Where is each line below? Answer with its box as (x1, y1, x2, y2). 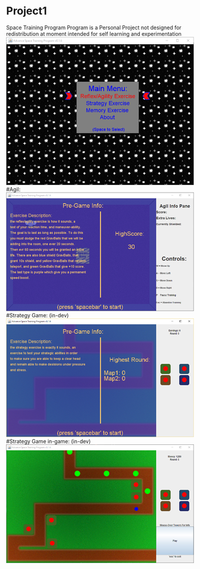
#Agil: (6, 186, 21, 193)
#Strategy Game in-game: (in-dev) (6, 437, 91, 445)
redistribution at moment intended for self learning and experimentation (6, 30, 182, 37)
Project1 (6, 4, 48, 18)
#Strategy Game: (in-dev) (6, 311, 69, 318)
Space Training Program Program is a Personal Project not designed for (6, 24, 182, 31)
